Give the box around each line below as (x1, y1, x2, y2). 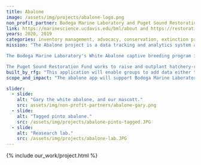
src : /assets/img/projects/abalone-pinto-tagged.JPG (17, 119, 151, 125)
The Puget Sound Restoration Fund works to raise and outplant (6, 63, 167, 69)
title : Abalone (6, 8, 44, 15)
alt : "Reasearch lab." (17, 130, 74, 136)
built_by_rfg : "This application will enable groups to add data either (6, 69, 191, 75)
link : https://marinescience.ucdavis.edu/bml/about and (6, 25, 148, 32)
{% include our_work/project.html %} (6, 152, 98, 159)
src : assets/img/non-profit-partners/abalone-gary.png (17, 102, 157, 108)
